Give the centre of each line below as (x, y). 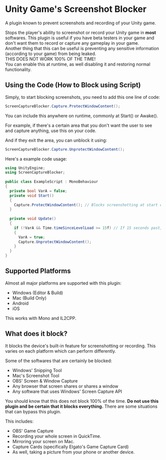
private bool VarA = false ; (39, 191)
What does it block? (36, 334)
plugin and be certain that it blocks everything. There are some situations (81, 406)
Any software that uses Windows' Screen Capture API (67, 391)
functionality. (19, 69)
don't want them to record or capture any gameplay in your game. (72, 43)
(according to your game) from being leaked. (51, 54)
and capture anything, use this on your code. (51, 131)
